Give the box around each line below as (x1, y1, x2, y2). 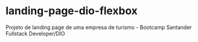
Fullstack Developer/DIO (5, 30, 66, 37)
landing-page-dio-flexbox (5, 4, 138, 18)
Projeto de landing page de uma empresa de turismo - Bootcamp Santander (5, 24, 192, 31)
